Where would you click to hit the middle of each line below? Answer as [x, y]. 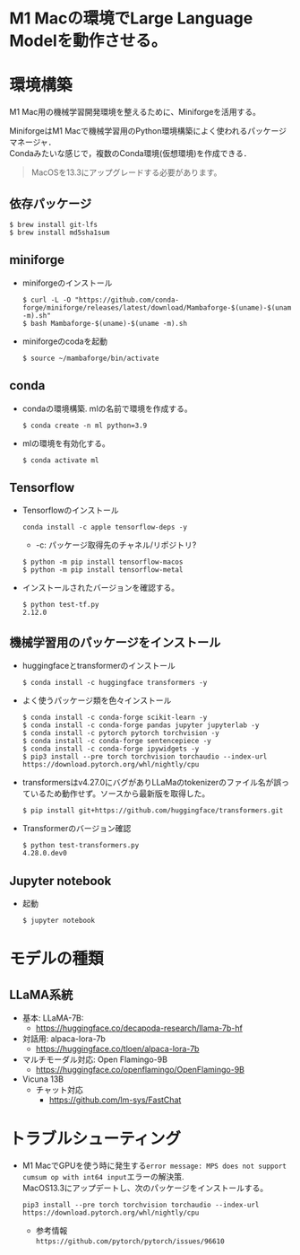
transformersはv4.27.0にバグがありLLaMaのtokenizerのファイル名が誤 [152, 783]
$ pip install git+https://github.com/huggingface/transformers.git [153, 811]
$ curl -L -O [47, 300]
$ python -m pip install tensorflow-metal [103, 570]
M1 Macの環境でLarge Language [131, 18]
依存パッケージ [51, 203]
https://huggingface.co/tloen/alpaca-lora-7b [117, 1049]
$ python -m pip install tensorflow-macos [103, 562]
